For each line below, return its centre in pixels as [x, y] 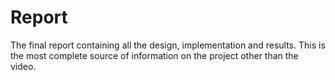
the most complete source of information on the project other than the [154, 55]
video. [23, 66]
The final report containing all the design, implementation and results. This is [168, 45]
